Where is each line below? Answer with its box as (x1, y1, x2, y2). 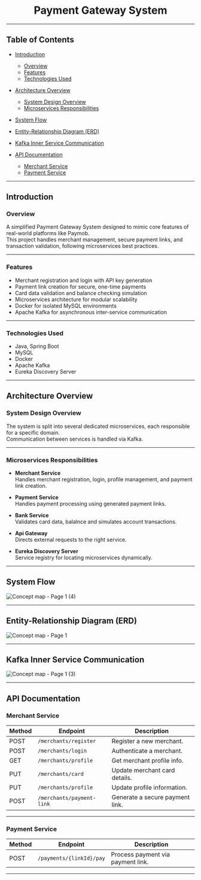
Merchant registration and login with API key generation (14, 277, 153, 284)
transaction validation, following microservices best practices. (6, 242, 159, 250)
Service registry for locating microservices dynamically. (14, 554, 153, 562)
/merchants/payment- (38, 794, 96, 802)
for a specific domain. (6, 429, 60, 436)
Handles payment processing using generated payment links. (14, 500, 166, 508)
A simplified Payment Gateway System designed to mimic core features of (6, 223, 190, 230)
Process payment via (111, 851, 170, 859)
